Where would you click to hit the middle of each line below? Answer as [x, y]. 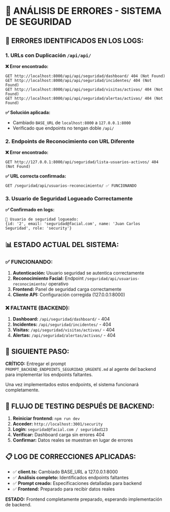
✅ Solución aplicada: [28, 112]
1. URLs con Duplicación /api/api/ [48, 55]
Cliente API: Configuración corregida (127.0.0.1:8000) [69, 295]
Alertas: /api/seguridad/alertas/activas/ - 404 [64, 336]
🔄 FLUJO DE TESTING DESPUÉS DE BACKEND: [80, 406]
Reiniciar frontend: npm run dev [46, 418]
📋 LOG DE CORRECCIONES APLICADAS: [71, 457]
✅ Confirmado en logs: [30, 210]
